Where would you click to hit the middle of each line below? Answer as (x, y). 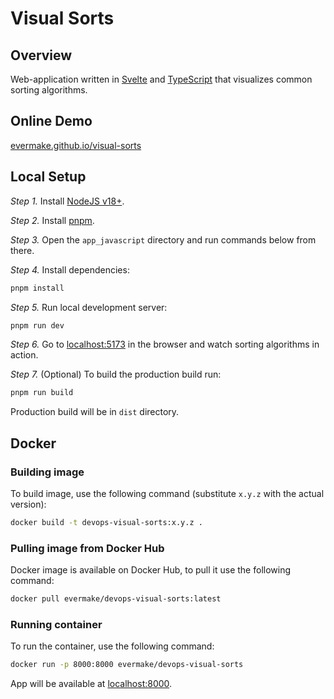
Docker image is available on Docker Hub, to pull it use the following (151, 570)
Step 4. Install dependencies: (70, 269)
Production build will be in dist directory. (95, 412)
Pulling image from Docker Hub (87, 548)
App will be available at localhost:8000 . (91, 684)
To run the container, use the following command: (112, 646)
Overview (41, 55)
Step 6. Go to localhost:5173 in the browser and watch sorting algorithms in (165, 344)
